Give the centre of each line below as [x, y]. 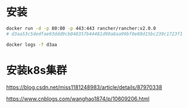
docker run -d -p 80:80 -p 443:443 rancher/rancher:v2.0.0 [81, 28]
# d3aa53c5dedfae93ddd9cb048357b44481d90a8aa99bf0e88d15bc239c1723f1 [95, 34]
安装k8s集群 [37, 70]
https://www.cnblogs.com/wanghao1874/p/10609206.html [78, 99]
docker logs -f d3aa [32, 45]
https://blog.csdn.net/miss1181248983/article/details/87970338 [84, 87]
